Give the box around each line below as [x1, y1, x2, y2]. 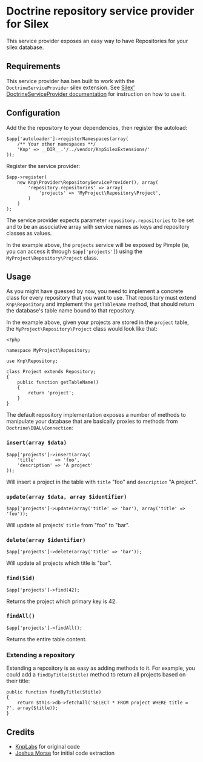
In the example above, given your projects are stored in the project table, [6, 319, 189, 326]
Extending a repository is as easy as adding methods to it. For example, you [6, 664, 196, 672]
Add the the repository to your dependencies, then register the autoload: [6, 124, 188, 131]
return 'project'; [28, 390, 75, 396]
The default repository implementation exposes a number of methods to [6, 411, 186, 419]
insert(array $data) [6, 439, 67, 447]
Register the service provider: [6, 162, 81, 169]
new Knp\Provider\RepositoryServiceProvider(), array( [17, 179, 159, 186]
